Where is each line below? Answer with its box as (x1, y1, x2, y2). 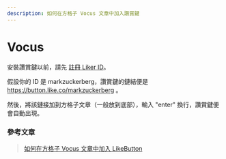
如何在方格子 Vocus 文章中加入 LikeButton (23, 144, 143, 152)
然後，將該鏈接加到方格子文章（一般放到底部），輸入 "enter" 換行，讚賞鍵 (7, 100, 214, 109)
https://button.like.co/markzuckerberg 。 (7, 86, 122, 94)
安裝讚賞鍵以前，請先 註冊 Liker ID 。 (7, 63, 110, 71)
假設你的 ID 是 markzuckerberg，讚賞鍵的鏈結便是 (7, 77, 149, 85)
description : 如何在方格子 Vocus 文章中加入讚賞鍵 (7, 10, 140, 17)
